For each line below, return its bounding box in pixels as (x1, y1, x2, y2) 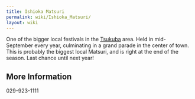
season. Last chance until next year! (6, 54, 95, 62)
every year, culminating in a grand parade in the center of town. (34, 42, 189, 49)
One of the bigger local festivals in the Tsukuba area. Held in (6, 36, 154, 43)
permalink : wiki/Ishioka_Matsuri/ (6, 14, 92, 20)
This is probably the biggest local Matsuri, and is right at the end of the (6, 48, 179, 55)
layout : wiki (6, 19, 38, 25)
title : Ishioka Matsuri (6, 8, 65, 15)
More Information (6, 71, 72, 81)
